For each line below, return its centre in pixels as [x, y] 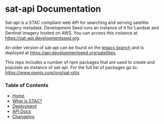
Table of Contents [27, 85]
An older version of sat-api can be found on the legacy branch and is [75, 47]
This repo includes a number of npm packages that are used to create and [80, 62]
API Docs [21, 111]
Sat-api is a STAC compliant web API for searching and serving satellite [77, 22]
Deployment [24, 106]
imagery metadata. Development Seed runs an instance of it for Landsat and [82, 27]
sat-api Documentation [53, 9]
